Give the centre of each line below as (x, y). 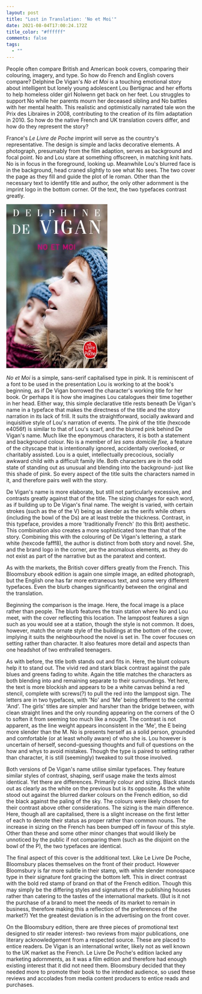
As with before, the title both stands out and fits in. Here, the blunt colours (98, 661)
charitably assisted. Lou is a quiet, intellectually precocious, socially (90, 455)
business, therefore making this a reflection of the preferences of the (92, 909)
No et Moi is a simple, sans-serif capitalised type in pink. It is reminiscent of (100, 377)
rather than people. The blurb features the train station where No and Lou (97, 611)
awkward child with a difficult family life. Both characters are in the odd (94, 461)
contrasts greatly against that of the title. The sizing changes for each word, (100, 498)
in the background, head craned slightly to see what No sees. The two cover (101, 170)
